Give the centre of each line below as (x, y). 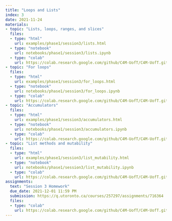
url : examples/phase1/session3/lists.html (60, 44)
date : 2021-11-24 (24, 19)
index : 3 (15, 15)
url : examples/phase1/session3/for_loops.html (65, 82)
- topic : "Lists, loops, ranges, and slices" (55, 29)
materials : (17, 24)
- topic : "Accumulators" (32, 106)
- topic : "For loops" (28, 67)
